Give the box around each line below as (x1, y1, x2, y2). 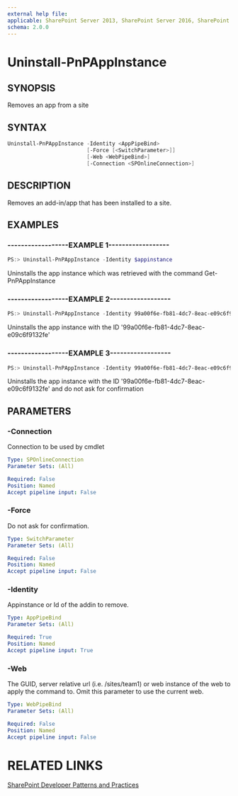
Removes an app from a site (7, 101, 89, 110)
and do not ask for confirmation (51, 385, 144, 393)
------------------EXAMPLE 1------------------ (7, 240, 170, 250)
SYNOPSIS (7, 82, 56, 94)
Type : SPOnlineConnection (7, 456, 84, 464)
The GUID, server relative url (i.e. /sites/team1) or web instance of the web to (7, 680, 231, 688)
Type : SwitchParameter (7, 535, 74, 542)
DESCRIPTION (7, 180, 71, 192)
